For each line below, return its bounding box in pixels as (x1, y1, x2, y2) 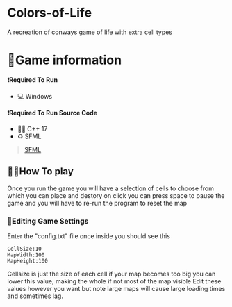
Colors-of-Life (7, 5, 92, 21)
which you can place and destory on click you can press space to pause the (7, 191, 225, 199)
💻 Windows (17, 92, 53, 100)
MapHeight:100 (7, 257, 49, 265)
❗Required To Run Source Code (7, 108, 97, 117)
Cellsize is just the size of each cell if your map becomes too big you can (7, 269, 216, 278)
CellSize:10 (7, 245, 42, 252)
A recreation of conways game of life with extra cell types (7, 28, 172, 36)
